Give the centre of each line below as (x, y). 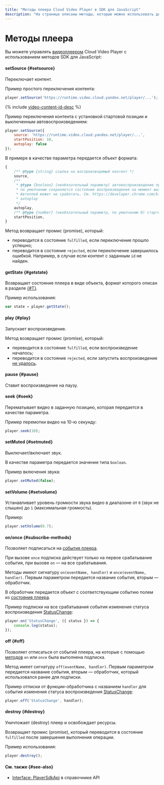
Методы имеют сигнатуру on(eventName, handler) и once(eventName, (76, 572)
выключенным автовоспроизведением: (46, 121)
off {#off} (15, 641)
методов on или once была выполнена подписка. (55, 657)
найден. (20, 261)
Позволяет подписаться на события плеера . (51, 548)
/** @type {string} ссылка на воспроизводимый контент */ (74, 172)
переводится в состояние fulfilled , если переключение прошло (80, 240)
